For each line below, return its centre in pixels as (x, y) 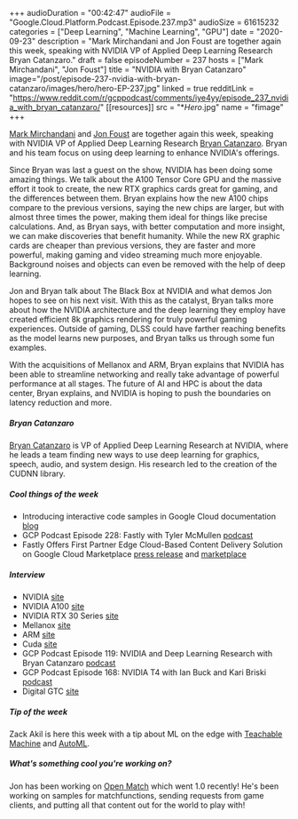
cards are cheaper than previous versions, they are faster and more (132, 245)
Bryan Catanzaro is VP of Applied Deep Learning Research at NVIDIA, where (149, 445)
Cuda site (39, 644)
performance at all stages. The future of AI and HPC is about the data (136, 384)
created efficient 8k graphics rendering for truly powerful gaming (128, 319)
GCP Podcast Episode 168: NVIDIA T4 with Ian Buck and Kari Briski (144, 672)
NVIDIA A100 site (53, 606)
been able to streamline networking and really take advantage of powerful (144, 374)
